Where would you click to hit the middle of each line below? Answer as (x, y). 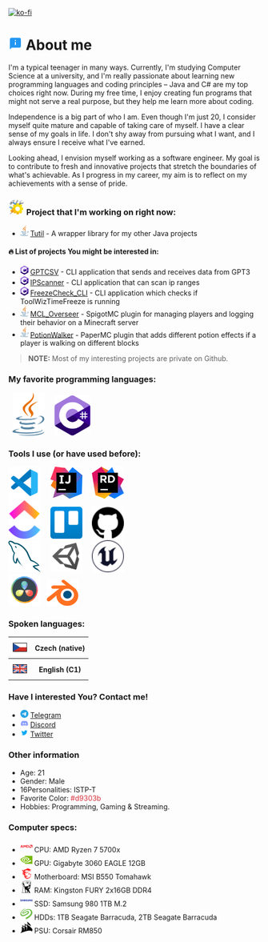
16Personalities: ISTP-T (58, 789)
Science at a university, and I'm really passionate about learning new (122, 75)
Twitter (42, 734)
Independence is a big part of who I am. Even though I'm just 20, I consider (132, 117)
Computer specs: (43, 827)
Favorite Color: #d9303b (60, 798)
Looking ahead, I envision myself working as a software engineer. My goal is (134, 158)
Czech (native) (60, 647)
